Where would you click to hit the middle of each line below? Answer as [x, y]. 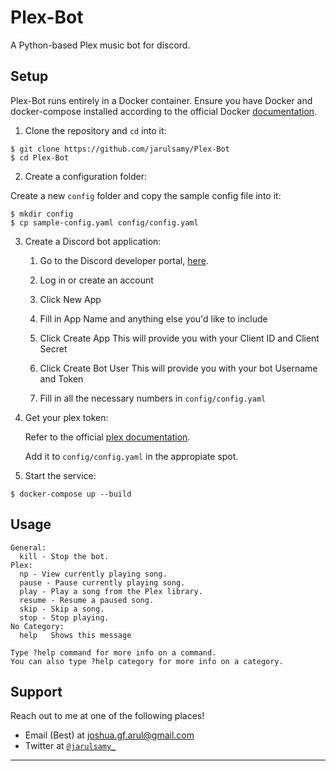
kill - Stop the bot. [64, 556]
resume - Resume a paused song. [87, 600]
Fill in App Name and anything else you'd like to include [153, 318]
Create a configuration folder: [85, 176]
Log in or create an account [96, 280]
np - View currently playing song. [93, 574]
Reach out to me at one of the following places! [107, 716]
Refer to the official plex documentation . [107, 437]
